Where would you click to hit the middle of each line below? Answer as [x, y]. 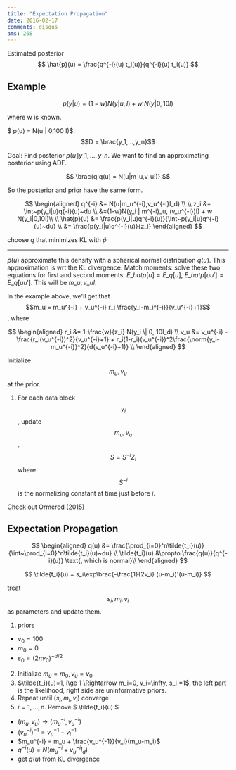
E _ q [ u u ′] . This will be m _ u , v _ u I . [52, 283]
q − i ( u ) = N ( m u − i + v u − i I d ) [53, 750]
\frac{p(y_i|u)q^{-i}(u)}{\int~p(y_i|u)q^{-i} [160, 219]
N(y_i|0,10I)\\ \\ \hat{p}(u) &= [58, 219]
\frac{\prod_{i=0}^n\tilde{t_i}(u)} [158, 545]
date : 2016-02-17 [33, 20]
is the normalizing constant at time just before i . [86, 493]
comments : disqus [33, 27]
